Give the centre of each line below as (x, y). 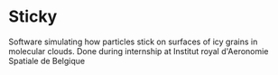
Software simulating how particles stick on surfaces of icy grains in (133, 42)
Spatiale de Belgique (47, 61)
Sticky (33, 17)
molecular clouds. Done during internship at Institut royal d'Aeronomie (139, 51)
